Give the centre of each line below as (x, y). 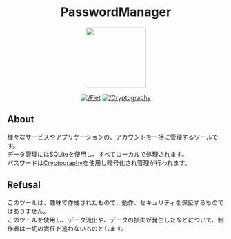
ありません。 (31, 211)
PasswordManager (116, 12)
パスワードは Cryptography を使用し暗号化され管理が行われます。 (99, 162)
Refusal (24, 185)
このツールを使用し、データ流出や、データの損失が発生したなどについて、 (113, 220)
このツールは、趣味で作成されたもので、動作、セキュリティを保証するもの (113, 202)
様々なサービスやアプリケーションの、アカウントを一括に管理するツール (110, 137)
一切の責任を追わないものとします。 (76, 228)
